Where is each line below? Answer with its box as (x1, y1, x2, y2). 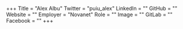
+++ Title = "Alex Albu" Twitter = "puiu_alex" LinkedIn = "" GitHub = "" (6, 5, 178, 12)
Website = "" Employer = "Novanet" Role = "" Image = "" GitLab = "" (6, 11, 173, 18)
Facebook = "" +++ (6, 17, 53, 24)
